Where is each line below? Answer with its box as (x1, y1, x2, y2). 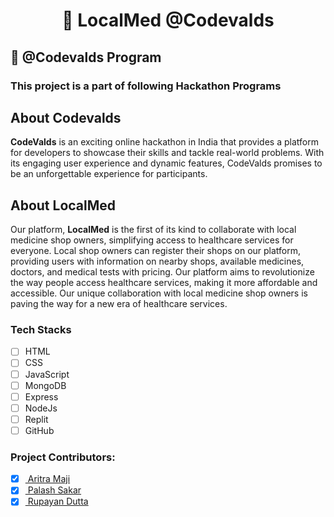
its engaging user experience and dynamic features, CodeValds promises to (10, 157, 323, 169)
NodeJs (24, 402, 58, 414)
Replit (24, 413, 49, 425)
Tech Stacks (10, 323, 72, 337)
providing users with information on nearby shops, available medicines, (10, 255, 305, 268)
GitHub (24, 424, 55, 436)
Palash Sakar (27, 484, 82, 496)
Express (24, 390, 59, 403)
